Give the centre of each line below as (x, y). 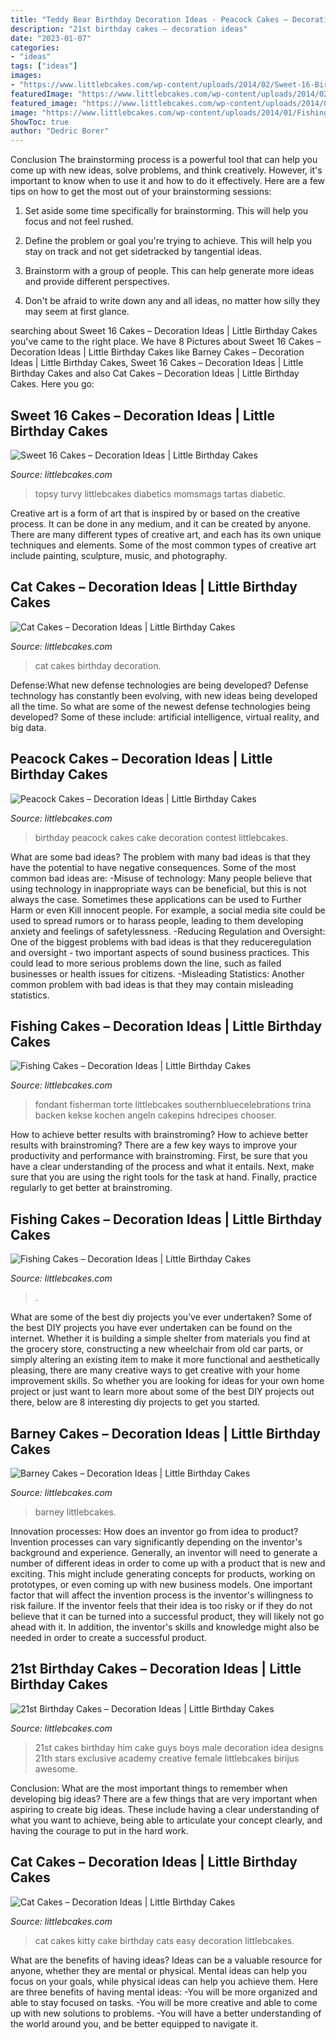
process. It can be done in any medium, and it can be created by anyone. (161, 523)
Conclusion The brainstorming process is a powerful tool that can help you (164, 160)
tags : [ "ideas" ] (44, 66)
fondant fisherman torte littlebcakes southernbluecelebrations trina (173, 1105)
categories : (35, 47)
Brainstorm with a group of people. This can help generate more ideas (169, 271)
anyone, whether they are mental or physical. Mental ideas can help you (158, 1970)
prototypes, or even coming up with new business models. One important (161, 1584)
